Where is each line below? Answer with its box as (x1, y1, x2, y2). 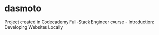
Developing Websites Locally (4, 24, 63, 30)
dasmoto (4, 3, 42, 14)
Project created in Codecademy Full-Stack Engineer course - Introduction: (4, 19, 155, 25)
